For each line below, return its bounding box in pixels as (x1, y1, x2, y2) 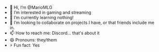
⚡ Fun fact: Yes (9, 42, 40, 48)
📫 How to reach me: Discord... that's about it (9, 30, 100, 36)
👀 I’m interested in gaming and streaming (9, 10, 92, 15)
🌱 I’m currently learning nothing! (9, 15, 74, 20)
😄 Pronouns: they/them (9, 37, 57, 42)
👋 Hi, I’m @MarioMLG (9, 5, 52, 10)
